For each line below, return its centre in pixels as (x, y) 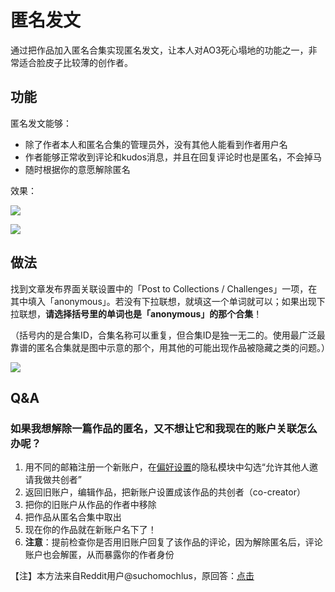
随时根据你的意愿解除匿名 (77, 169)
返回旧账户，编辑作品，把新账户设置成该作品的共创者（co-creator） (165, 492)
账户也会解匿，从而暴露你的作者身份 (99, 555)
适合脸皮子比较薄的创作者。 (75, 62)
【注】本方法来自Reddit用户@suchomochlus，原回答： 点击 (132, 576)
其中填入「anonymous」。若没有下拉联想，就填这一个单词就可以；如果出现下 (168, 301)
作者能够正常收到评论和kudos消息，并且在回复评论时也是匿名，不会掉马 (173, 157)
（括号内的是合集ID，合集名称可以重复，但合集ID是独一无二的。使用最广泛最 (168, 335)
